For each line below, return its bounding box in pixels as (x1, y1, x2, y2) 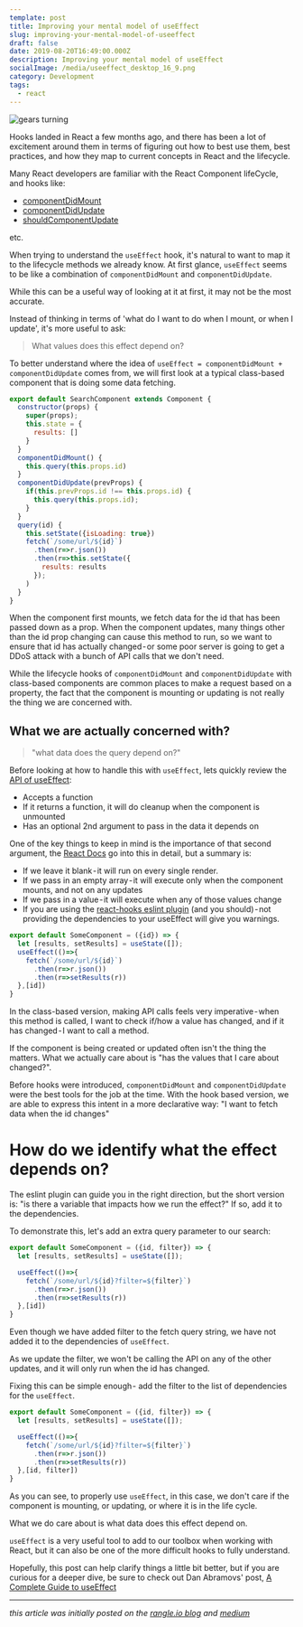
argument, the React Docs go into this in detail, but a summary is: (9, 848, 252, 859)
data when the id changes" (9, 1108, 110, 1119)
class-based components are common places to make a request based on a (9, 678, 292, 689)
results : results (41, 562, 106, 571)
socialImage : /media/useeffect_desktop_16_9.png (9, 64, 196, 73)
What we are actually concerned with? (9, 723, 230, 738)
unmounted (22, 811, 66, 823)
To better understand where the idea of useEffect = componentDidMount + (9, 358, 283, 369)
